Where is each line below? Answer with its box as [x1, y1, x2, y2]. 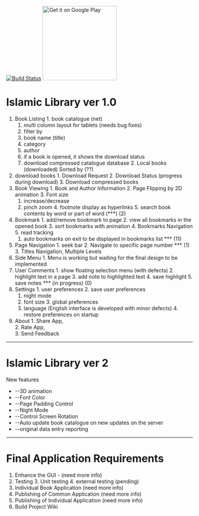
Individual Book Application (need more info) [14, 484, 124, 491]
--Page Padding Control [14, 400, 73, 407]
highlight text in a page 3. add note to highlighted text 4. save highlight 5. [14, 273, 193, 280]
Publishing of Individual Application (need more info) [14, 496, 143, 504]
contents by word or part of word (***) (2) [23, 210, 126, 217]
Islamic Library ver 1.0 [6, 96, 117, 109]
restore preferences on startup [23, 311, 99, 318]
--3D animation [14, 387, 52, 395]
